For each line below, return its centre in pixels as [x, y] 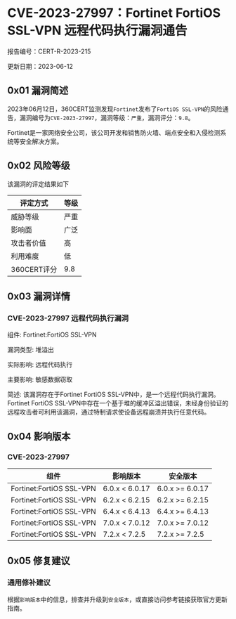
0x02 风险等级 [39, 165]
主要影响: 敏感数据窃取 [40, 379]
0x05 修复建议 [39, 561]
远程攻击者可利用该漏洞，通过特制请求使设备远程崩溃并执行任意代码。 [109, 412]
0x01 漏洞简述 [38, 91]
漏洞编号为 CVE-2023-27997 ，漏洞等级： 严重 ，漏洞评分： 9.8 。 [107, 117]
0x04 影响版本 [39, 436]
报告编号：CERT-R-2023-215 [49, 51]
